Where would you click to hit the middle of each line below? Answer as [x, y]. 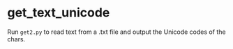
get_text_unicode [59, 13]
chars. [16, 39]
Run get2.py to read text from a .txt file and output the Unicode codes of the [116, 32]
